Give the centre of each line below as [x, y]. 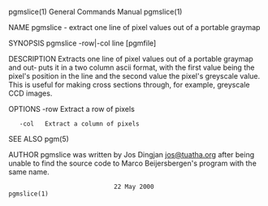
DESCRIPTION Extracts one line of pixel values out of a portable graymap [131, 59]
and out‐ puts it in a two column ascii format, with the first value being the [132, 67]
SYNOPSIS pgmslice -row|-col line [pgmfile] [82, 43]
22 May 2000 [134, 187]
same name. [29, 172]
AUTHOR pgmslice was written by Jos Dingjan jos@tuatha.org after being [132, 154]
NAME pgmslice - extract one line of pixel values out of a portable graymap [134, 27]
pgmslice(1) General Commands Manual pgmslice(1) [95, 12]
